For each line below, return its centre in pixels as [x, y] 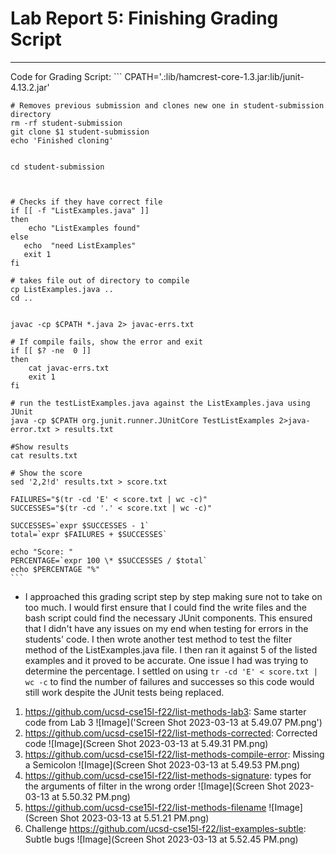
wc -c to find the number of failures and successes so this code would [169, 681]
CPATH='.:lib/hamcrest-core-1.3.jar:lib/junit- [214, 76]
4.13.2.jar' [30, 87]
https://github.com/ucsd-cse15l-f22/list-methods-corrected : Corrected [171, 733]
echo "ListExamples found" [84, 228]
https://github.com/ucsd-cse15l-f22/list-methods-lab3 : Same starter [165, 711]
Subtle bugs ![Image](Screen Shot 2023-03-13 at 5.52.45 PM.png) [161, 839]
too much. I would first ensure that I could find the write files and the [165, 607]
